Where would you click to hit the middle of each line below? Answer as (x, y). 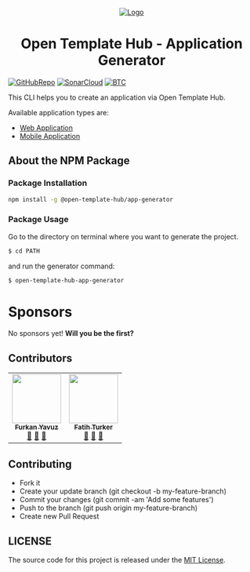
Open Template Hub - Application (132, 44)
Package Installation (48, 183)
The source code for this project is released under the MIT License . (117, 559)
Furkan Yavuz (36, 427)
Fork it (30, 483)
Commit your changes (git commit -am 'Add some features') (116, 500)
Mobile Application (50, 136)
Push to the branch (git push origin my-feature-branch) (109, 508)
